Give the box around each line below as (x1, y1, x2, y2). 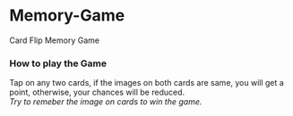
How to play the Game (9, 57, 108, 70)
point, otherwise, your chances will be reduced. (9, 87, 185, 98)
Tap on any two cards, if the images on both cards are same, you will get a (9, 78, 284, 88)
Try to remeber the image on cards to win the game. (9, 96, 203, 107)
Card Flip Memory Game (9, 35, 100, 46)
